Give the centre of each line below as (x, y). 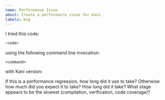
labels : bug (18, 19)
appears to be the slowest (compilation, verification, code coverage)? (78, 92)
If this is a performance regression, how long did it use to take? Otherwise (82, 81)
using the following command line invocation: (53, 53)
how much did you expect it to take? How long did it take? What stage (78, 87)
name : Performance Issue (31, 10)
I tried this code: (22, 34)
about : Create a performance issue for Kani (53, 15)
